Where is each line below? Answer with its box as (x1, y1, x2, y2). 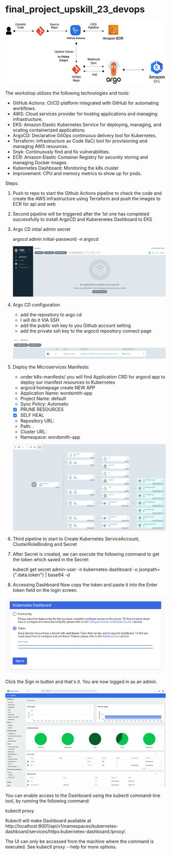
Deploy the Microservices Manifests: (12, 364, 90, 370)
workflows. (12, 105, 37, 111)
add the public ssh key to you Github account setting (20, 322, 131, 329)
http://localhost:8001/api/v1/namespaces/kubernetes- (5, 823, 119, 829)
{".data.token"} (12, 571, 44, 577)
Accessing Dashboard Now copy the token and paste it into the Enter (12, 582, 158, 588)
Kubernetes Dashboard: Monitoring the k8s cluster (12, 165, 119, 171)
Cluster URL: (20, 429, 47, 435)
